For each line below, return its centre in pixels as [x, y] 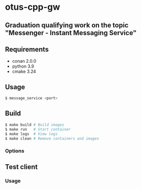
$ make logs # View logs [31, 134]
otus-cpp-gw [33, 7]
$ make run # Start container [38, 129]
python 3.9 [23, 66]
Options [15, 151]
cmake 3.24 [24, 71]
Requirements [27, 49]
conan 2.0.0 [24, 61]
